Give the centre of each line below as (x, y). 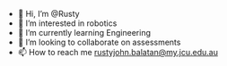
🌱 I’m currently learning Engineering (84, 33)
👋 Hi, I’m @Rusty (48, 14)
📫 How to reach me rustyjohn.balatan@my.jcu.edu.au (118, 52)
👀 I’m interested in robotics (67, 23)
